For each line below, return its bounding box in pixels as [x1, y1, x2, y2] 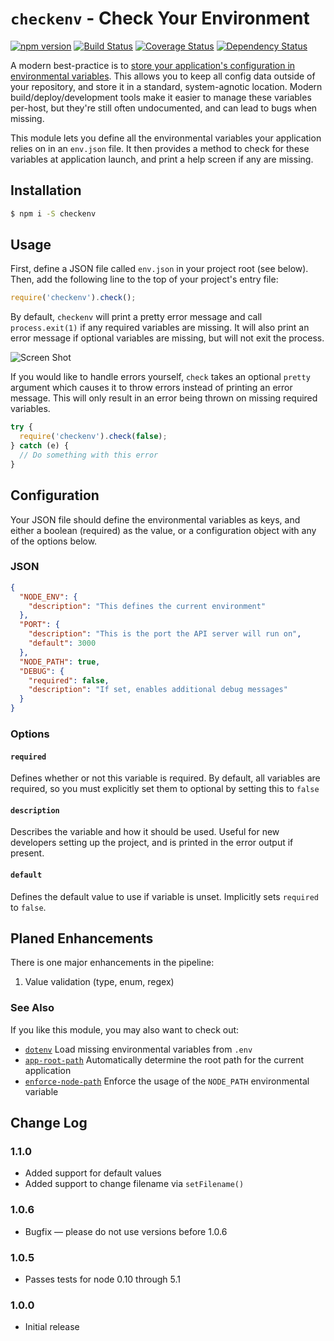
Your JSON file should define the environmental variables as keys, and [10, 513, 301, 526]
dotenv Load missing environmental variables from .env [24, 1043, 253, 1055]
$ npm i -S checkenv [10, 208, 97, 219]
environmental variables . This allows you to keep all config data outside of [10, 70, 316, 82]
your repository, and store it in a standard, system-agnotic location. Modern [10, 80, 323, 92]
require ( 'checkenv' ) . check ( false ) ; [19, 432, 168, 442]
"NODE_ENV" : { [19, 592, 78, 602]
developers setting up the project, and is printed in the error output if [10, 837, 294, 849]
